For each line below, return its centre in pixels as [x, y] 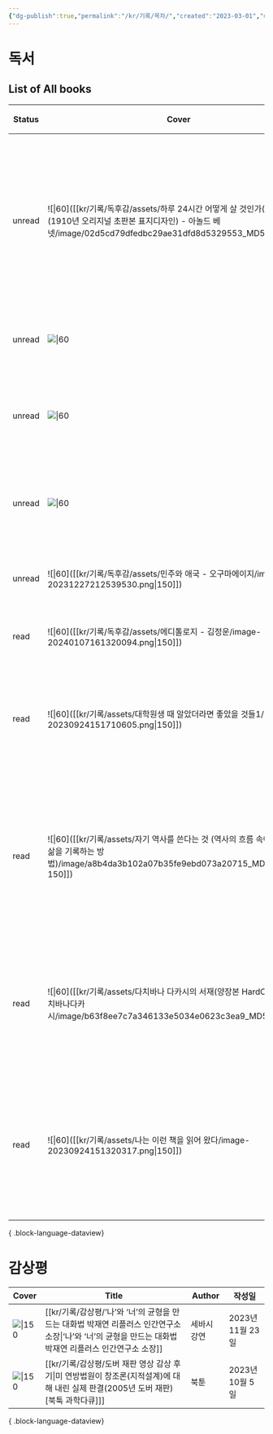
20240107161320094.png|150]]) [115, 642]
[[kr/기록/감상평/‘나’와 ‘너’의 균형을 [107, 1312]
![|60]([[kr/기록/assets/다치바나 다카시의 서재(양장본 [143, 992]
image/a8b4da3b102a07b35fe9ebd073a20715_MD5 [165, 863]
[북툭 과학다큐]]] [75, 1400]
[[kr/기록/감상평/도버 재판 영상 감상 [108, 1363]
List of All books [50, 89]
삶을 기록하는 [71, 851]
